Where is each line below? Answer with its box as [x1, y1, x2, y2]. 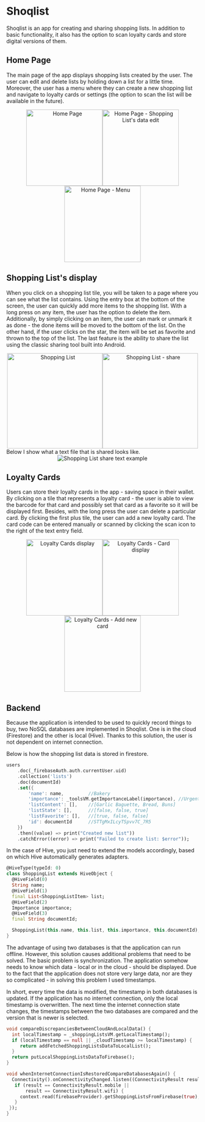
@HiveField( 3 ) [12, 910, 48, 916]
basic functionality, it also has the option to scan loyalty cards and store [6, 31, 187, 38]
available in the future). [6, 97, 65, 104]
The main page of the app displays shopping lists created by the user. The [6, 71, 193, 79]
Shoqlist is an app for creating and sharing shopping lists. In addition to [6, 24, 185, 32]
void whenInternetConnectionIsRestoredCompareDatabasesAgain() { [6, 1071, 176, 1077]
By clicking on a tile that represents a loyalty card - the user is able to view [6, 495, 194, 502]
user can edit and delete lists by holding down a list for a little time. [6, 77, 174, 85]
